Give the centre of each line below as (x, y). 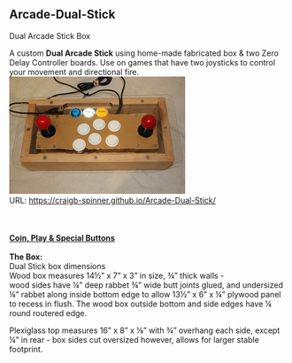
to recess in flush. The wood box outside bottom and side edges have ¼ (141, 304)
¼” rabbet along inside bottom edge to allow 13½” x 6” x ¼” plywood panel (145, 294)
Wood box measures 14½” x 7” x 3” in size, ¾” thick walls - (117, 275)
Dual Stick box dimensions (58, 266)
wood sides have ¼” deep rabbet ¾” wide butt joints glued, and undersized (146, 285)
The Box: (26, 257)
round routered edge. (48, 313)
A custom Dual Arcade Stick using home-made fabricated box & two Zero (144, 53)
